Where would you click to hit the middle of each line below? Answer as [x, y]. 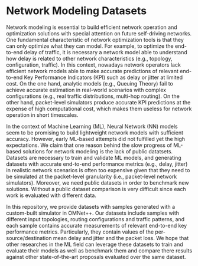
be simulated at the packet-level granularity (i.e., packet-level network [92, 176]
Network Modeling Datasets [76, 11]
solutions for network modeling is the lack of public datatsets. [98, 151]
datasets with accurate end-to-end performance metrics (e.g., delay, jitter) [97, 164]
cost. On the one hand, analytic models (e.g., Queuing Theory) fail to [90, 83]
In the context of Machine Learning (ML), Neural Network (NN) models [92, 126]
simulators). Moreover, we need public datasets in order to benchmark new [98, 183]
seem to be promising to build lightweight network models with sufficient [95, 132]
